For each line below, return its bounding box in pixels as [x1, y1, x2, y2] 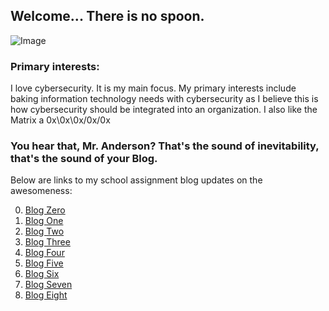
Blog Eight [24, 289, 68, 301]
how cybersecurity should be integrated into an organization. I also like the [10, 104, 318, 116]
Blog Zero [24, 204, 66, 216]
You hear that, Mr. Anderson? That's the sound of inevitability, [10, 139, 320, 153]
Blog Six [24, 268, 60, 280]
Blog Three [24, 236, 71, 248]
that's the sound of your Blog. [10, 152, 158, 166]
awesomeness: [10, 185, 73, 197]
